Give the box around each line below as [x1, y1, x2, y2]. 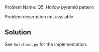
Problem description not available [4, 14, 74, 19]
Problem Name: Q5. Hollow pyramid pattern [4, 4, 94, 10]
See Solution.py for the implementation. [4, 41, 88, 47]
